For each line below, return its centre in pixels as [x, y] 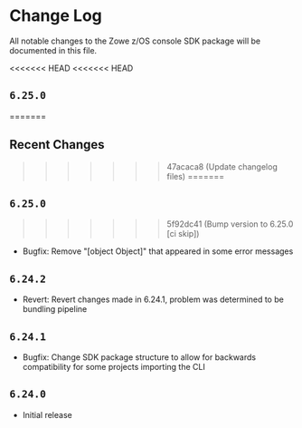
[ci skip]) [183, 234]
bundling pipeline [55, 309]
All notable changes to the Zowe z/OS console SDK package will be [135, 41]
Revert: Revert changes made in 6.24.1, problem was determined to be [153, 299]
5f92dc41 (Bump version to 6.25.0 [230, 224]
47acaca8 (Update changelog [222, 166]
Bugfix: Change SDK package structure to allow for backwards [139, 357]
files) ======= [195, 176]
